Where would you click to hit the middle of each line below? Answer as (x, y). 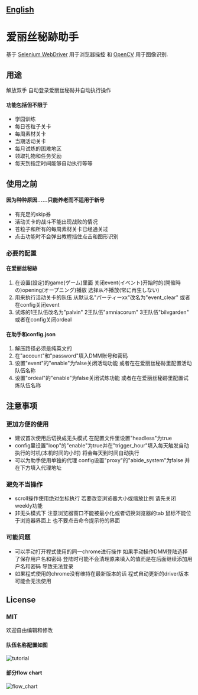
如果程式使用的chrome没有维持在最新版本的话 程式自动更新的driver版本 (102, 573)
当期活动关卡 (30, 141)
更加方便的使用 (27, 424)
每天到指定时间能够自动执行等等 (53, 163)
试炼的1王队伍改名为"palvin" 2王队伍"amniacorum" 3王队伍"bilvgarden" (102, 312)
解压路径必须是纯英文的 (43, 349)
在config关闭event (37, 305)
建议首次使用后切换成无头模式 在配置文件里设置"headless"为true (93, 438)
